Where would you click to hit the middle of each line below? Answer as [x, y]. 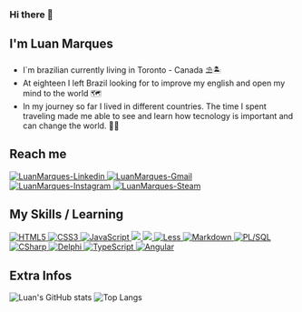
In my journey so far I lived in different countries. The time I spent [145, 106]
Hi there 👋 [32, 15]
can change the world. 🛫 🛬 [71, 126]
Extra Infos [41, 275]
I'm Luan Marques [61, 44]
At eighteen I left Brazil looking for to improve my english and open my [154, 83]
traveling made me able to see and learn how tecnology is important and [158, 116]
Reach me [38, 154]
